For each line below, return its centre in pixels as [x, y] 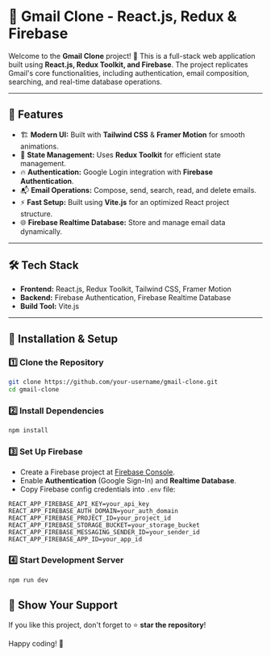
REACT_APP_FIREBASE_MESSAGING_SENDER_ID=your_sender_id [104, 533]
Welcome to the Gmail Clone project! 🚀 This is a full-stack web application [132, 56]
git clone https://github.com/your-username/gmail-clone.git [113, 382]
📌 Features [36, 115]
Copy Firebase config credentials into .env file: [98, 489]
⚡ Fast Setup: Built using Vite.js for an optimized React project [125, 202]
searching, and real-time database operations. [85, 81]
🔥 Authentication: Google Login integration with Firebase [117, 172]
